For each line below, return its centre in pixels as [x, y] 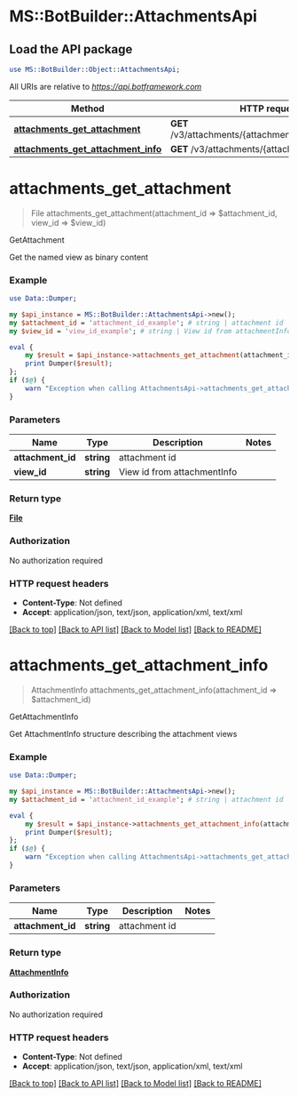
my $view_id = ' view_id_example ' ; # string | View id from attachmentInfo [150, 331]
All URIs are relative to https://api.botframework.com [106, 86]
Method [87, 108]
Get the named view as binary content [79, 257]
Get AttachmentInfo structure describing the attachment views [123, 733]
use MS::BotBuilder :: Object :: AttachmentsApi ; [94, 69]
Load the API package [71, 49]
